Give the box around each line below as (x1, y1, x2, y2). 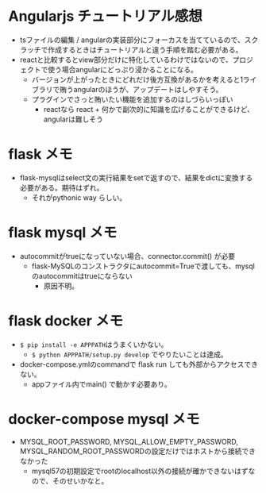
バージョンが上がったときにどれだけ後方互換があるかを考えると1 (31, 75, 244, 84)
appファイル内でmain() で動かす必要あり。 (31, 379, 172, 389)
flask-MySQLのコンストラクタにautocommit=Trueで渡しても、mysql (31, 261, 256, 271)
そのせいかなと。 (52, 476, 109, 485)
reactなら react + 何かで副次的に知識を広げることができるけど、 (43, 104, 255, 114)
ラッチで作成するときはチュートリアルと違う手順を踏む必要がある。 (19, 44, 243, 54)
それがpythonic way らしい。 (31, 192, 127, 202)
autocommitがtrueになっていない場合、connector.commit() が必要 (19, 251, 236, 260)
